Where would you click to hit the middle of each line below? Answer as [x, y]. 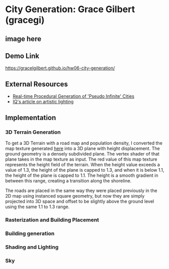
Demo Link [22, 56]
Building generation [30, 233]
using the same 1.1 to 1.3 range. [37, 207]
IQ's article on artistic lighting [43, 102]
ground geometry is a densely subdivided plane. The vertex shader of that [82, 153]
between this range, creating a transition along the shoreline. [68, 180]
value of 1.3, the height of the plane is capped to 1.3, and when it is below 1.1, [85, 170]
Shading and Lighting [32, 247]
